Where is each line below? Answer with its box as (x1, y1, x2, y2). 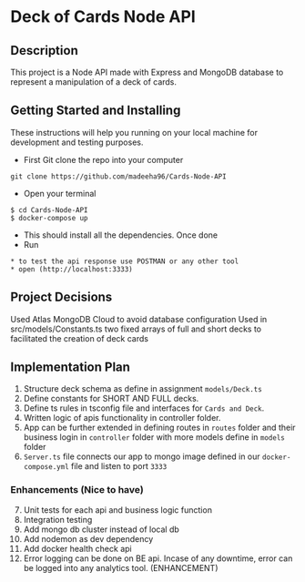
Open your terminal (23, 188, 97, 199)
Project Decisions (10, 290, 113, 305)
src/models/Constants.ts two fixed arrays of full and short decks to (10, 323, 262, 334)
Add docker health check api (23, 543, 132, 554)
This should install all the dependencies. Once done (23, 230, 219, 240)
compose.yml (23, 463, 69, 472)
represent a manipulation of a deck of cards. (10, 77, 177, 87)
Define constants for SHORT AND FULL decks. (23, 393, 199, 404)
